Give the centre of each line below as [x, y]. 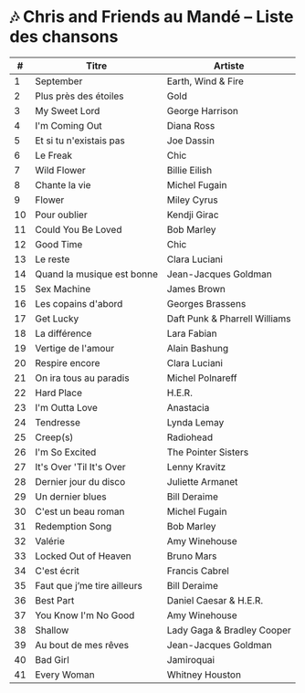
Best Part [55, 600]
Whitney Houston [204, 675]
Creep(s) [54, 437]
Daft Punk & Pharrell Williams [229, 319]
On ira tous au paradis [82, 378]
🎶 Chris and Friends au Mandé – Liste [152, 17]
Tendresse [58, 422]
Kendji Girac [193, 215]
